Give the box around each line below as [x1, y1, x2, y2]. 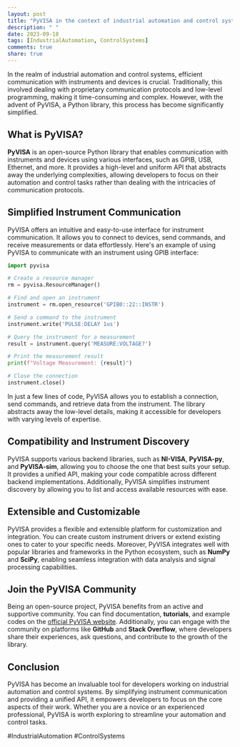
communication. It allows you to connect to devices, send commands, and [7, 233, 226, 242]
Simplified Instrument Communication [7, 207, 181, 219]
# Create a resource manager [7, 274, 94, 282]
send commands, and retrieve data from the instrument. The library [7, 400, 206, 408]
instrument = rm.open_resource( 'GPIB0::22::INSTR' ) [7, 301, 164, 308]
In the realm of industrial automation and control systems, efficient [7, 69, 203, 79]
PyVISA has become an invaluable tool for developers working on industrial [7, 680, 229, 688]
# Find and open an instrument [7, 295, 101, 302]
